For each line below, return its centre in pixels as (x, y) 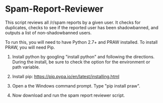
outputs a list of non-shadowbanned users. (48, 33)
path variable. (26, 67)
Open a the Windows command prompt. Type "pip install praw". (76, 86)
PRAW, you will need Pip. (30, 47)
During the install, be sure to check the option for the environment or (81, 62)
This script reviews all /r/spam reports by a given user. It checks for (73, 22)
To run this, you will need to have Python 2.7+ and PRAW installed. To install (81, 42)
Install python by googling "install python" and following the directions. (83, 56)
